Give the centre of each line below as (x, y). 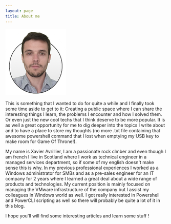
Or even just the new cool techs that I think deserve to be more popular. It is (85, 119)
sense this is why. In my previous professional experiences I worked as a (82, 168)
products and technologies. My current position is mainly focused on (78, 184)
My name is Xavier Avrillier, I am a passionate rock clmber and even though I (86, 151)
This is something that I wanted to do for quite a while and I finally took (80, 103)
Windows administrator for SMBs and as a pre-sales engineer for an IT (80, 173)
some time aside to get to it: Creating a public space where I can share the (84, 109)
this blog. (15, 206)
